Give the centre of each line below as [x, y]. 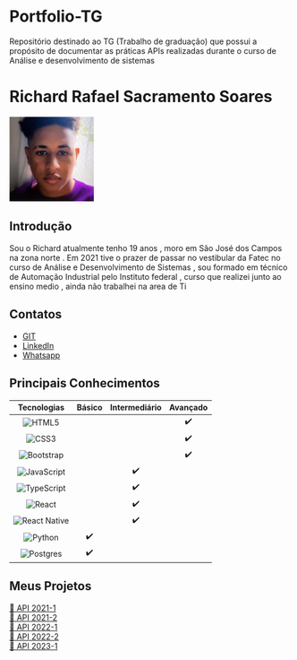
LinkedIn [38, 345]
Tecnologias [41, 407]
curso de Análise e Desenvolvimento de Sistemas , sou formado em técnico [148, 267]
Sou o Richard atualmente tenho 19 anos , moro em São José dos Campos [146, 247]
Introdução [41, 226]
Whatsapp [41, 355]
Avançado [189, 407]
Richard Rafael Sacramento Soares [141, 97]
